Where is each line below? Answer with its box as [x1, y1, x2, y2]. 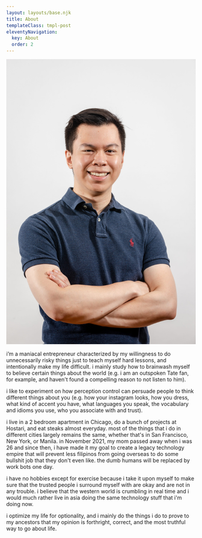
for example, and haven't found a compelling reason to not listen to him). [6, 375, 186, 383]
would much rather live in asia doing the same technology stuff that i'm [6, 494, 182, 501]
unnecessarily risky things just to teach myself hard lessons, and [6, 356, 167, 364]
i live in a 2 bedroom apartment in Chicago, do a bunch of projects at [6, 418, 177, 425]
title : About [6, 16, 39, 22]
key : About [11, 35, 39, 42]
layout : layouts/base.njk [6, 10, 71, 16]
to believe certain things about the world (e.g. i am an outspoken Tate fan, [6, 369, 189, 377]
